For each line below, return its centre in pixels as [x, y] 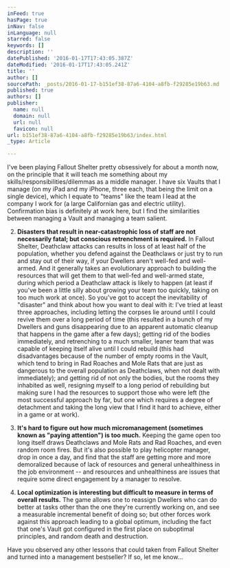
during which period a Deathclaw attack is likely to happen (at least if [115, 283]
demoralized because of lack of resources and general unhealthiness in [118, 465]
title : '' [21, 71]
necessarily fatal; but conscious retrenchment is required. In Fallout [116, 239]
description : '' [30, 52]
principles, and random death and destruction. [83, 536]
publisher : [23, 103]
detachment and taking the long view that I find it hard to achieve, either [119, 408]
